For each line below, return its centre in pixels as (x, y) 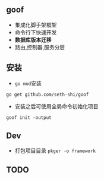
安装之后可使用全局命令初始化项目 (56, 106)
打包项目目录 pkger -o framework (55, 150)
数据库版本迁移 (33, 40)
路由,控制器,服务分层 (40, 47)
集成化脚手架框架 (36, 25)
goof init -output (29, 117)
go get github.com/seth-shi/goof (48, 95)
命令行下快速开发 (36, 32)
